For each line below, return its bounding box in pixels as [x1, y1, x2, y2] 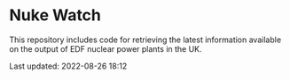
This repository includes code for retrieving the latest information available [9, 34, 282, 45]
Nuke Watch [9, 5, 102, 25]
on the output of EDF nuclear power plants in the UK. [9, 43, 202, 54]
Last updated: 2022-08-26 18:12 [9, 61, 128, 71]
